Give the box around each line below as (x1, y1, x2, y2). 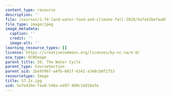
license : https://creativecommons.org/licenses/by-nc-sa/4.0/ (5, 50, 140, 55)
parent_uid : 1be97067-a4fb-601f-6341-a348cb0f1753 (5, 69, 115, 74)
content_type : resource (5, 7, 56, 13)
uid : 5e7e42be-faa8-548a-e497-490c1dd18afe (5, 83, 99, 88)
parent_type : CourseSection (5, 64, 65, 69)
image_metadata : (5, 26, 40, 31)
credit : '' (10, 36, 33, 41)
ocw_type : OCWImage (5, 54, 47, 60)
